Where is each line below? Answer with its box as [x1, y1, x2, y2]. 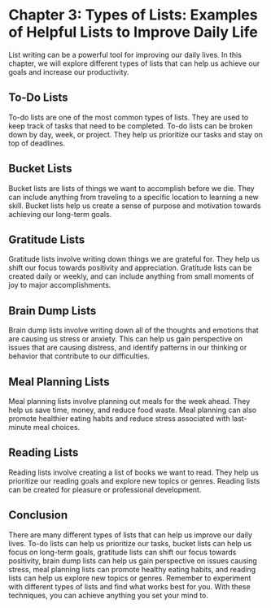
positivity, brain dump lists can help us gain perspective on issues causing [8, 555, 258, 566]
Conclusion [8, 508, 68, 522]
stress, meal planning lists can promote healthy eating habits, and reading [8, 564, 256, 574]
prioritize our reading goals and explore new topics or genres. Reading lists [8, 476, 260, 485]
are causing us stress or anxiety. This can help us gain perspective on [8, 334, 243, 344]
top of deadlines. [8, 138, 65, 148]
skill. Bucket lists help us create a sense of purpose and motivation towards [8, 201, 262, 211]
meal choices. [33, 423, 81, 432]
